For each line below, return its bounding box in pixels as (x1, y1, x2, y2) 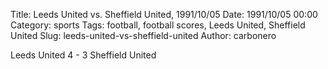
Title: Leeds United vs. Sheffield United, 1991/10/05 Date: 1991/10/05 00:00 (10, 9, 318, 20)
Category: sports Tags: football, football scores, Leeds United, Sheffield (10, 19, 306, 31)
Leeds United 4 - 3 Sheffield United (10, 49, 157, 61)
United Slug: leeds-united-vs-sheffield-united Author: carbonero (10, 30, 277, 41)
